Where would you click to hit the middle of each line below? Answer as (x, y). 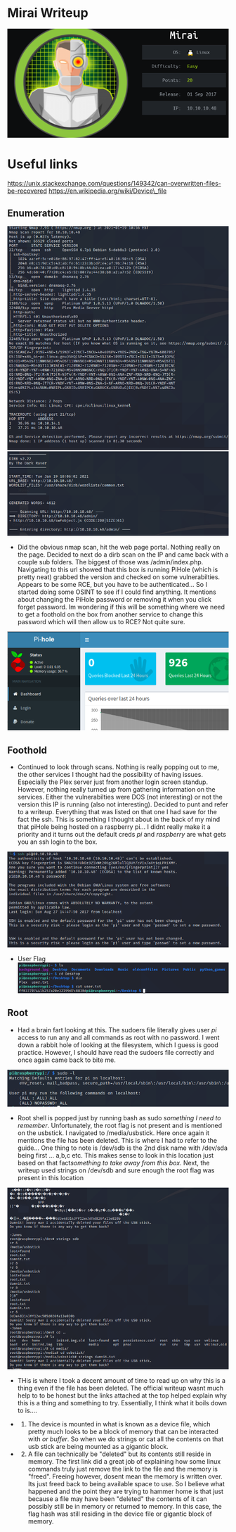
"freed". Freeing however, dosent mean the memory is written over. (125, 1476)
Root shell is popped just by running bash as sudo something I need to (119, 1118)
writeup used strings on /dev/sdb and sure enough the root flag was (116, 1170)
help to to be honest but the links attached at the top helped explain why (122, 1395)
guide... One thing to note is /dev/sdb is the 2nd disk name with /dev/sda (123, 1148)
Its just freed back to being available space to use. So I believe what (126, 1484)
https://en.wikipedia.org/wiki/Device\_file (107, 191)
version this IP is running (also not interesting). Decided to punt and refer (123, 804)
